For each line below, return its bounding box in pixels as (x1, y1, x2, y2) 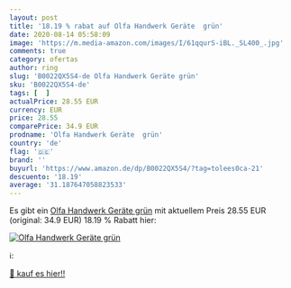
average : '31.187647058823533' (9, 181, 127, 190)
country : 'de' (9, 139, 63, 148)
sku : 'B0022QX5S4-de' (9, 80, 91, 89)
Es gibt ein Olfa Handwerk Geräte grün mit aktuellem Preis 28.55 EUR (9, 205, 267, 216)
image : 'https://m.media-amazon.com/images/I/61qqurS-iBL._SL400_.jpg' (9, 38, 284, 48)
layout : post (9, 13, 59, 22)
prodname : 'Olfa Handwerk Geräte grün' (9, 130, 164, 139)
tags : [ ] (9, 88, 50, 97)
